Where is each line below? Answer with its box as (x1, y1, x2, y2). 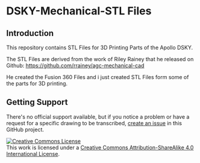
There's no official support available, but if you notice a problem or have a (6, 113, 190, 120)
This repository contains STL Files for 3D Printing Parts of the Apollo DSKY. (6, 44, 193, 51)
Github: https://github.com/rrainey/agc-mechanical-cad (6, 62, 145, 69)
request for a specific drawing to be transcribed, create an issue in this (6, 119, 183, 126)
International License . (6, 150, 60, 157)
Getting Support (6, 97, 68, 107)
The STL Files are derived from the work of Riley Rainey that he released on (6, 56, 194, 62)
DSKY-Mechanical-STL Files (6, 4, 152, 18)
